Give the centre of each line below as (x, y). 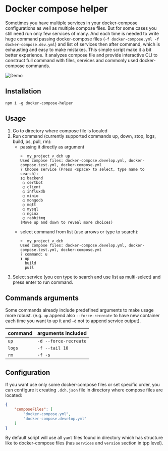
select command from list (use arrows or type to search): (79, 232)
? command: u (34, 254)
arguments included (62, 333)
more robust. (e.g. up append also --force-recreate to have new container (82, 316)
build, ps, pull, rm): (32, 141)
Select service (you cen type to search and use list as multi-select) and (87, 277)
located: (14, 395)
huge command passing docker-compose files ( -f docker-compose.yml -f (82, 39)
